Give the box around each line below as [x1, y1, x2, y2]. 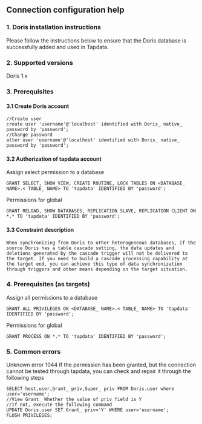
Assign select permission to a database [6, 169, 105, 176]
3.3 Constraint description [6, 226, 74, 233]
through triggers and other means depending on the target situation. [6, 266, 188, 272]
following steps [6, 374, 44, 382]
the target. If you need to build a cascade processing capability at [6, 255, 188, 261]
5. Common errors [6, 347, 61, 355]
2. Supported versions [6, 58, 74, 67]
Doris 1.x [6, 72, 28, 79]
